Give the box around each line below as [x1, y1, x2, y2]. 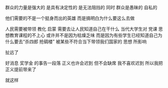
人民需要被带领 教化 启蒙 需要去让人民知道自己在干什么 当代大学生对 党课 [5, 26, 157, 32]
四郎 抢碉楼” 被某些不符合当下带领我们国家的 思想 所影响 [29, 38, 147, 45]
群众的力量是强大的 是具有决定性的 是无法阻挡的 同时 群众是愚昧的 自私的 [5, 5, 157, 10]
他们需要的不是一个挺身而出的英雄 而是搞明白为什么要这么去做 [5, 15, 135, 21]
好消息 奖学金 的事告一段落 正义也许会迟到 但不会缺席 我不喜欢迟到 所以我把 [5, 60, 163, 66]
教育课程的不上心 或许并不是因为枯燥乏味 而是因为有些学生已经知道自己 [9, 32, 158, 38]
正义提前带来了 [5, 66, 36, 72]
